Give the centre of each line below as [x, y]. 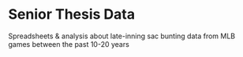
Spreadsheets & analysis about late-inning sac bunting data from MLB [122, 36]
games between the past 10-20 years [69, 44]
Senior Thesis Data [72, 14]
